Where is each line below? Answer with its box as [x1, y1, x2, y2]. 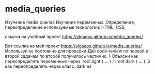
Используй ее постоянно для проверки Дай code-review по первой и [5, 48, 149, 54]
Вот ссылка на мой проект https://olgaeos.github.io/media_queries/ [5, 43, 142, 49]
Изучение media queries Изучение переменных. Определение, [5, 19, 136, 25]
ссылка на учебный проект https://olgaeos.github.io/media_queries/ [5, 34, 143, 39]
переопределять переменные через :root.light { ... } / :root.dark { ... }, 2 [5, 58, 151, 64]
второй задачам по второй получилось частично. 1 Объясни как [5, 53, 139, 59]
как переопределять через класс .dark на [5, 63, 92, 69]
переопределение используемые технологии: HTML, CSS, [5, 24, 126, 30]
